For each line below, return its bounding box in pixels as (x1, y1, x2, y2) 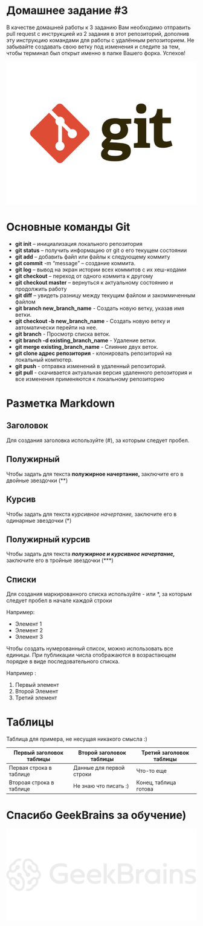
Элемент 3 (14, 633, 43, 641)
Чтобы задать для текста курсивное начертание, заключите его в (6, 510, 177, 518)
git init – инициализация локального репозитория (14, 240, 143, 247)
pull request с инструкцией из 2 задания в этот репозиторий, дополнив (6, 30, 189, 37)
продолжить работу (14, 285, 67, 293)
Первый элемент (14, 681, 59, 689)
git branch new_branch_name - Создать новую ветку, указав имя (14, 304, 184, 312)
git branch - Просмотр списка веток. (14, 330, 111, 337)
